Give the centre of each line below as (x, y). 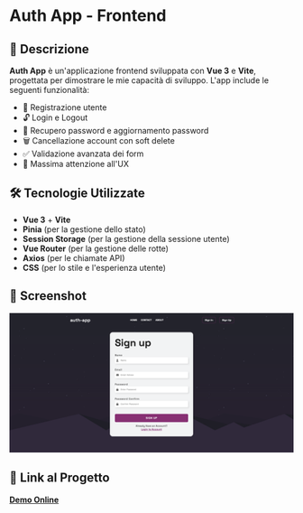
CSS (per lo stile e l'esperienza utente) (94, 267)
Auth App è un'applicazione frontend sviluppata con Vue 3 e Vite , (133, 70)
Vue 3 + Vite (46, 219)
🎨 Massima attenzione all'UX (75, 164)
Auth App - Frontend (88, 16)
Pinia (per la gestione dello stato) (84, 229)
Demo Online (34, 499)
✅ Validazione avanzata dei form (83, 154)
